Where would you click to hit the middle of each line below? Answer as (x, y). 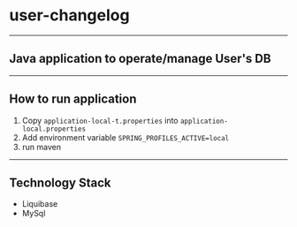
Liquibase (40, 204)
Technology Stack (60, 182)
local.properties (54, 129)
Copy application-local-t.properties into (100, 120)
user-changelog (69, 15)
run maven (42, 147)
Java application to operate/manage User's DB (140, 59)
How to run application (73, 99)
